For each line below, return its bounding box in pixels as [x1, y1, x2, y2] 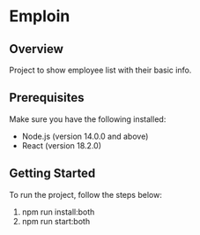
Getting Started [9, 166, 96, 181]
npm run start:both [21, 216, 91, 226]
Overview [9, 42, 64, 57]
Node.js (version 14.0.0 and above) [21, 131, 149, 141]
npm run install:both [21, 206, 95, 217]
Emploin [9, 6, 70, 27]
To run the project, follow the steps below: [9, 189, 163, 200]
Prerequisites [9, 90, 85, 105]
